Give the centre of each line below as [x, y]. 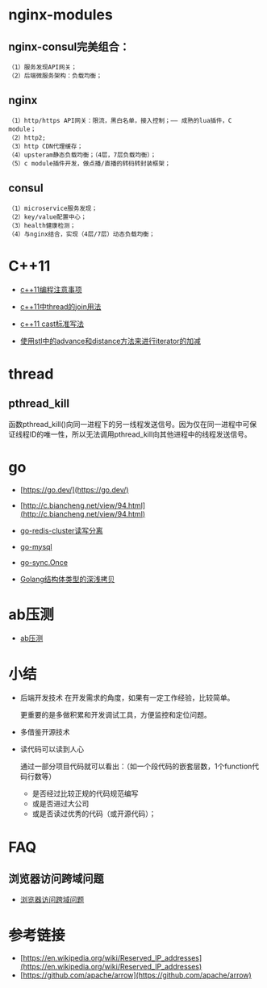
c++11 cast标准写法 [52, 324]
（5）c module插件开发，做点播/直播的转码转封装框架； [90, 163]
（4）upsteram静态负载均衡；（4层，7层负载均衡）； [82, 155]
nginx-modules [60, 15]
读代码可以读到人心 [52, 749]
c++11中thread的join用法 [60, 306]
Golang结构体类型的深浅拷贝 [67, 579]
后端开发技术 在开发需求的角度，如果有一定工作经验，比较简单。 [127, 698]
